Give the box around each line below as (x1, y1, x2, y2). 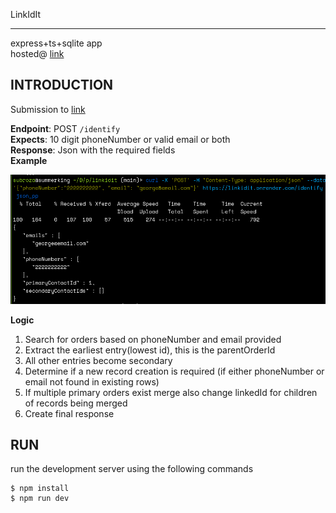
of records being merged (24, 397, 128, 409)
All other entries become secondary (24, 354, 173, 366)
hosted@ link (10, 48, 65, 59)
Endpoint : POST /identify (10, 122, 121, 134)
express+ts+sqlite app (10, 37, 103, 49)
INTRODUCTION (10, 77, 114, 94)
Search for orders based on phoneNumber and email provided (24, 333, 282, 345)
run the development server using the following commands (10, 463, 254, 475)
